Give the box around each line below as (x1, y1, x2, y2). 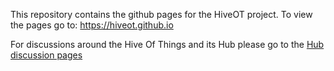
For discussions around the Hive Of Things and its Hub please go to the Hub (10, 39, 325, 50)
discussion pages (10, 49, 83, 61)
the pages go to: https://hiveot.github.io (10, 19, 174, 31)
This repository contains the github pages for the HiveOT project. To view (10, 9, 313, 20)
